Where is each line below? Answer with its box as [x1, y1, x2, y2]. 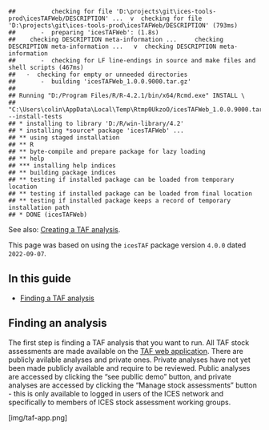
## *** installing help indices [8, 162, 116, 170]
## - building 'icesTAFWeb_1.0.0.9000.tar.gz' [8, 78, 192, 86]
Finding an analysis [8, 316, 107, 330]
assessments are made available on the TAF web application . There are [8, 346, 244, 356]
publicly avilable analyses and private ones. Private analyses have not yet [8, 355, 251, 364]
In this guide [8, 272, 71, 286]
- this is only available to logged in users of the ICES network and [8, 388, 224, 398]
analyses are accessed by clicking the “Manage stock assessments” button [8, 380, 258, 390]
